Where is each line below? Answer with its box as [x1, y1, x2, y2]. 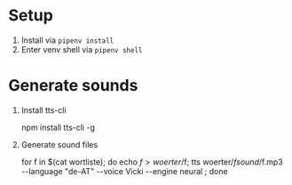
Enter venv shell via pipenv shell [20, 44, 143, 54]
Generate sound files [20, 139, 99, 149]
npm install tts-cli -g [20, 122, 95, 133]
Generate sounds [8, 76, 138, 96]
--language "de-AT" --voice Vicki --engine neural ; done [20, 165, 228, 176]
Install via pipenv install [20, 35, 114, 45]
